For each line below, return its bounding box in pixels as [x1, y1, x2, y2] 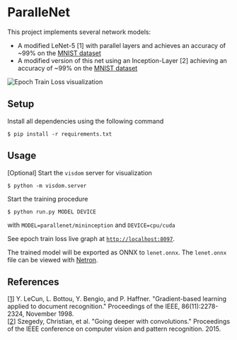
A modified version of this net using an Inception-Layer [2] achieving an [17, 56, 228, 64]
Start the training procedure [7, 194, 88, 203]
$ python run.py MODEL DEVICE [7, 208, 97, 216]
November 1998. [25, 310, 74, 318]
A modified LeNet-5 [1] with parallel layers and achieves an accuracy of [17, 41, 226, 49]
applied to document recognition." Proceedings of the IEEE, [7, 302, 180, 311]
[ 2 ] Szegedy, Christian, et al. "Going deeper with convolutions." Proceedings [7, 317, 231, 326]
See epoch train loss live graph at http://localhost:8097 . [7, 234, 175, 242]
